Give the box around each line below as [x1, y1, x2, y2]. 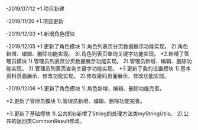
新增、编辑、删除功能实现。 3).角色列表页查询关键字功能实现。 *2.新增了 [6, 50, 184, 57]
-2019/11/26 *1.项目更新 [6, 18, 64, 25]
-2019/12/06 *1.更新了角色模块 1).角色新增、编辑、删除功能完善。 [6, 85, 165, 92]
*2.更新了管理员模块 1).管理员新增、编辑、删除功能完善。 [6, 97, 146, 105]
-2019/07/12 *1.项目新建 [6, 5, 65, 12]
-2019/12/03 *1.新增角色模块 [6, 30, 76, 37]
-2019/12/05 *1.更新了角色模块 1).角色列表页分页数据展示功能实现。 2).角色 [6, 43, 189, 50]
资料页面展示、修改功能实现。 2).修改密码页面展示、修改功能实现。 [6, 73, 170, 79]
